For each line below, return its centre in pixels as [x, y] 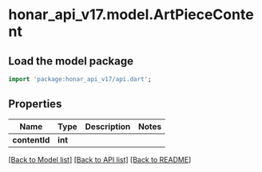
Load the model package [71, 61]
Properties [35, 104]
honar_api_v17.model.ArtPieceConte [131, 15]
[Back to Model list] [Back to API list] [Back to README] [100, 159]
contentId [31, 139]
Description [108, 127]
